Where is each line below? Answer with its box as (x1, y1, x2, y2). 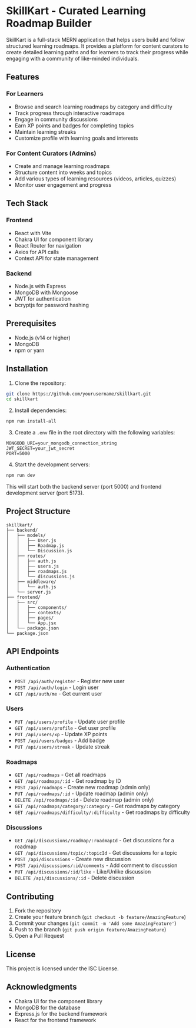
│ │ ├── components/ (6, 604, 67, 611)
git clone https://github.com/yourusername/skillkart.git (6, 391, 151, 397)
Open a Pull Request (14, 933, 65, 940)
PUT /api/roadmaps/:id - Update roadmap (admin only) (14, 790, 148, 797)
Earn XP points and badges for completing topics (14, 122, 134, 129)
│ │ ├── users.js (6, 563, 59, 569)
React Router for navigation (14, 242, 81, 249)
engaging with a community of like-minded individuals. (6, 55, 139, 62)
